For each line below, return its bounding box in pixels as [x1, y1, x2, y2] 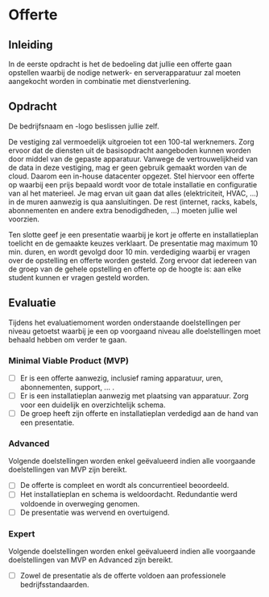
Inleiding [8, 38, 54, 52]
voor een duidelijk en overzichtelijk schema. [19, 400, 166, 410]
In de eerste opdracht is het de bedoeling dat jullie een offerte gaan [8, 59, 232, 69]
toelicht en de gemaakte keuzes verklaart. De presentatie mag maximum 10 [8, 238, 258, 248]
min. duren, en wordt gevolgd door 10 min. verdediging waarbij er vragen [8, 246, 250, 256]
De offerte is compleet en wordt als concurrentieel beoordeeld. [19, 481, 230, 490]
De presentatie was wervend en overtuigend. [19, 507, 170, 517]
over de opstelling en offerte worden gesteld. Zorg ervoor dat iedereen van [8, 255, 258, 265]
